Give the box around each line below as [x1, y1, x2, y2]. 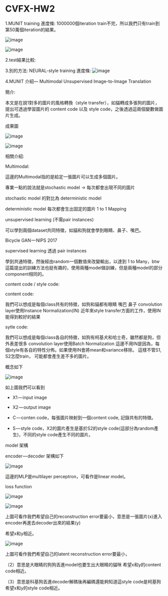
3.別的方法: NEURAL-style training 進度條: [5, 68, 91, 74]
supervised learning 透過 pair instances [5, 247, 87, 253]
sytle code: [5, 323, 29, 330]
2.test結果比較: [5, 56, 36, 63]
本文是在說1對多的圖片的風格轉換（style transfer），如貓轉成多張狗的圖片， [5, 99, 159, 106]
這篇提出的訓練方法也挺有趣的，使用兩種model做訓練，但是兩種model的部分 [5, 264, 163, 271]
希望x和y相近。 [5, 530, 37, 537]
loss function [5, 483, 32, 489]
